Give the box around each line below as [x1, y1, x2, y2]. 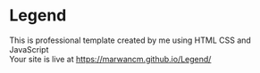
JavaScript [9, 44, 49, 54]
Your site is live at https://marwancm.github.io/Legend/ [9, 53, 212, 64]
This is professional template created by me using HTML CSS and [9, 35, 252, 45]
